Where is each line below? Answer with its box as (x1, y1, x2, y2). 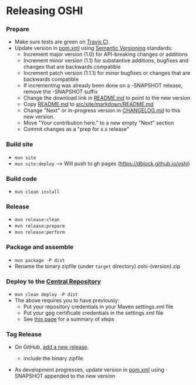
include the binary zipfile (23, 355, 83, 362)
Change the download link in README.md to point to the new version (23, 94, 191, 102)
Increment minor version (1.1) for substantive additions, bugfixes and (23, 57, 189, 64)
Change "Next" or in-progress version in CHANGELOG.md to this (23, 107, 181, 114)
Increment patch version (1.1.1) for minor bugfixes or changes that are (23, 69, 191, 77)
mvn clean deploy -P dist (14, 292, 78, 298)
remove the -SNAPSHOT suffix (23, 88, 98, 95)
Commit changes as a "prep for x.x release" (23, 126, 130, 133)
